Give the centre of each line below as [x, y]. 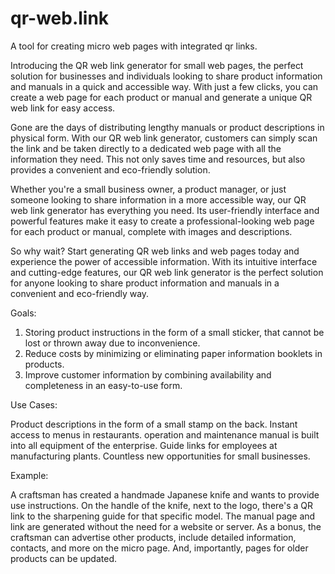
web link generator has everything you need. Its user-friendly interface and [165, 210]
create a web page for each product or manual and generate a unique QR [161, 97]
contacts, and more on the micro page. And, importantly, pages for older [159, 548]
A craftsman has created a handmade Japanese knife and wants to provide [165, 494]
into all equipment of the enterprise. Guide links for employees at [144, 445]
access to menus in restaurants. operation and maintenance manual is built [165, 434]
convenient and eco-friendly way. [80, 293]
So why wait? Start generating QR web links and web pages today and [155, 251]
